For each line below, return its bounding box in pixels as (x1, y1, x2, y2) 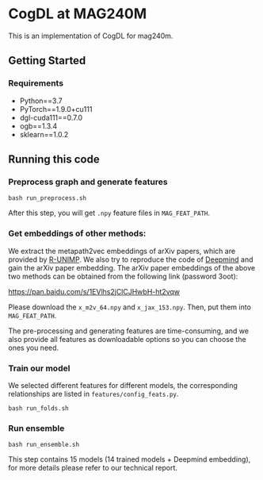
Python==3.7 (19, 96, 63, 106)
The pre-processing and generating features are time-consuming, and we (8, 326, 250, 336)
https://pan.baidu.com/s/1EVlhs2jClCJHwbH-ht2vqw (8, 286, 181, 296)
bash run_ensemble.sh (8, 441, 80, 449)
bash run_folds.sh (8, 404, 69, 413)
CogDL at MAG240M (8, 5, 147, 23)
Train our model (8, 363, 71, 374)
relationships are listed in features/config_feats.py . (8, 389, 179, 398)
